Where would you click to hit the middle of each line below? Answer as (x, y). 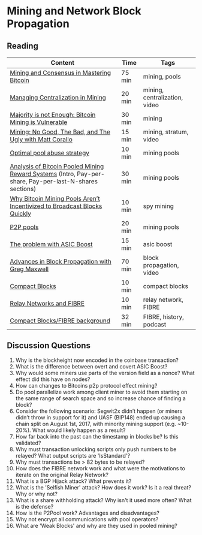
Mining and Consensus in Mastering (61, 73)
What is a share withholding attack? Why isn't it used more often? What (103, 500)
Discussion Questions (49, 346)
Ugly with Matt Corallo (41, 139)
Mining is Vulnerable (39, 122)
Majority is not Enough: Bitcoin (53, 115)
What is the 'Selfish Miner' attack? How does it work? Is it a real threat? (103, 487)
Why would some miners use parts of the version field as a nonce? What (105, 373)
